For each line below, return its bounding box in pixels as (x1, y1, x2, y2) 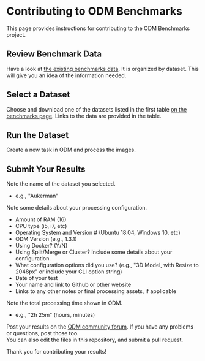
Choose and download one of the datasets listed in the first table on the (6, 105, 187, 113)
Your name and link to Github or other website (15, 281, 132, 289)
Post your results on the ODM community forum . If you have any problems (6, 323, 194, 330)
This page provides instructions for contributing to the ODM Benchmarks (6, 25, 190, 32)
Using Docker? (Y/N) (15, 242, 68, 249)
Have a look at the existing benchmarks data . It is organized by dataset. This (6, 65, 199, 72)
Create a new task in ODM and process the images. (6, 146, 136, 154)
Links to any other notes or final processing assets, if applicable (15, 287, 176, 295)
